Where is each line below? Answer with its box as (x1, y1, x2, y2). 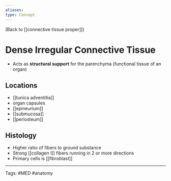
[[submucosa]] (12, 111, 44, 117)
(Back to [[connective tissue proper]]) (5, 26, 84, 32)
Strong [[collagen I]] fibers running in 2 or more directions (12, 150, 134, 156)
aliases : (5, 7, 24, 13)
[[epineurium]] (12, 106, 43, 112)
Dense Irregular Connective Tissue (5, 44, 156, 56)
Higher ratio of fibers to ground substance (12, 145, 102, 151)
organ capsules (12, 100, 46, 106)
